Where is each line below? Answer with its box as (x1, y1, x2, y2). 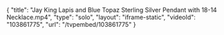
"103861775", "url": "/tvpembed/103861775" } (6, 21, 136, 28)
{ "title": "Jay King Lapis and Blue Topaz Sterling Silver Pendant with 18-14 (6, 6, 217, 14)
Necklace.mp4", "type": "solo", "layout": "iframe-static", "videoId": (6, 13, 196, 21)
